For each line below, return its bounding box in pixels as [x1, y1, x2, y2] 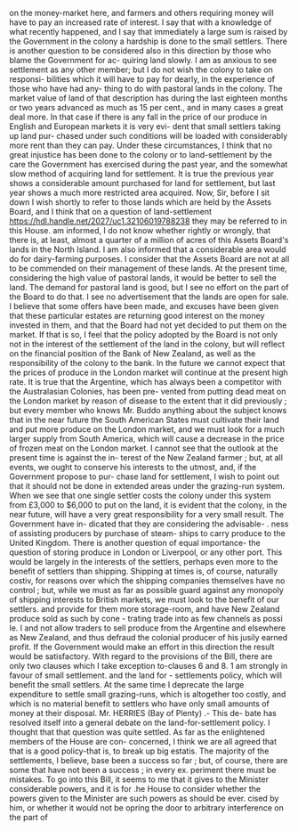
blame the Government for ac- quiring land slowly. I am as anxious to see [9, 55, 278, 65]
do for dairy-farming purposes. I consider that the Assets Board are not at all [9, 254, 290, 264]
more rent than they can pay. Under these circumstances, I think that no [9, 140, 273, 151]
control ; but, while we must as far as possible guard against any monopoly [9, 585, 285, 595]
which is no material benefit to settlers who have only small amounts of [9, 698, 270, 709]
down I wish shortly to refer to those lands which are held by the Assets [9, 197, 272, 208]
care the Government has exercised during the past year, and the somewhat [9, 159, 288, 169]
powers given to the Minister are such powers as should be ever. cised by [9, 793, 279, 803]
